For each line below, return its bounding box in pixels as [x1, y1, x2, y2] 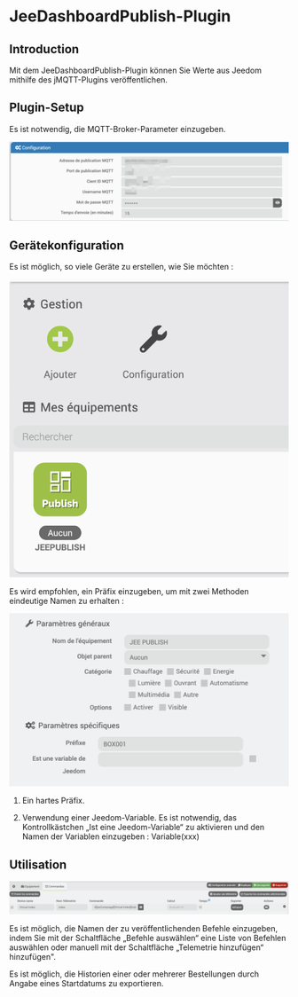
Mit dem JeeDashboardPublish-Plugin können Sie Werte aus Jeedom [9, 65, 262, 75]
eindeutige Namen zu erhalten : [9, 595, 124, 606]
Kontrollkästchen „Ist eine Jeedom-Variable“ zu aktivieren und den [21, 822, 265, 833]
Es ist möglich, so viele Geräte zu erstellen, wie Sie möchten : [9, 262, 233, 272]
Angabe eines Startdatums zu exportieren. [9, 978, 164, 989]
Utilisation [9, 857, 67, 872]
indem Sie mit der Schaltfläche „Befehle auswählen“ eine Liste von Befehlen [9, 933, 286, 944]
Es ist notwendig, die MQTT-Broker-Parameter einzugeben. [9, 123, 226, 134]
